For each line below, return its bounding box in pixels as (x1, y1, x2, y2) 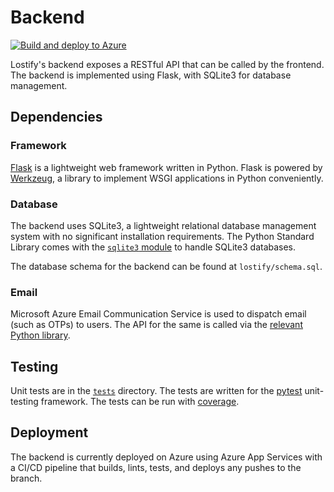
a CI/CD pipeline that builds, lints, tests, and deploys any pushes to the (10, 461, 302, 473)
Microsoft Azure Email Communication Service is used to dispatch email (10, 308, 307, 320)
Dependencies (10, 109, 103, 126)
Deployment (10, 424, 89, 441)
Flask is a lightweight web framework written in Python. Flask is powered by (10, 161, 323, 173)
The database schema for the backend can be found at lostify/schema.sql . (10, 260, 323, 272)
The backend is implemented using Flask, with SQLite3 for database (10, 69, 292, 81)
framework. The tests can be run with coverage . (40, 396, 240, 408)
